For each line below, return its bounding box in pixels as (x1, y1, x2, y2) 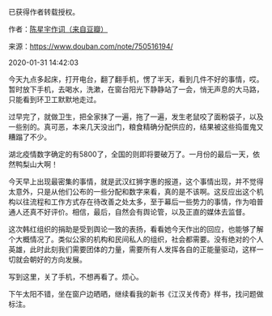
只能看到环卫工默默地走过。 (8, 95, 101, 104)
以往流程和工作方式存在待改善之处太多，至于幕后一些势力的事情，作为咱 (15, 197, 257, 207)
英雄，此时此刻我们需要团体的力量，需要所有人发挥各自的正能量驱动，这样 (8, 245, 257, 254)
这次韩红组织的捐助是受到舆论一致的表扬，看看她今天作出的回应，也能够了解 (8, 224, 264, 233)
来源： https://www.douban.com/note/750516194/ (8, 41, 174, 51)
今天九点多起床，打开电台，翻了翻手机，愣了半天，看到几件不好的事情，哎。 (8, 75, 264, 83)
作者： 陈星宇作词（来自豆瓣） (8, 24, 108, 34)
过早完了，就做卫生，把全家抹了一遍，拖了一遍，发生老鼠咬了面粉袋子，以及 (8, 112, 264, 122)
